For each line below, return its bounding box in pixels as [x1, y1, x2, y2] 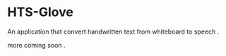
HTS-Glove [7, 4, 74, 20]
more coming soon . [7, 41, 66, 49]
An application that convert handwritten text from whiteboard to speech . [7, 27, 220, 36]
